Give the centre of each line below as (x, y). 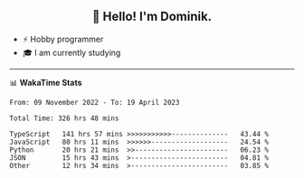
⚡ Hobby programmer (63, 39)
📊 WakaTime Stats (46, 82)
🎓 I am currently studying (71, 52)
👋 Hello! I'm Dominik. (152, 17)
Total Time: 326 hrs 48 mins (64, 118)
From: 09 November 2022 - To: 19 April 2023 (95, 102)
